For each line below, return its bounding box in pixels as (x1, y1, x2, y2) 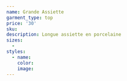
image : (17, 65, 34, 72)
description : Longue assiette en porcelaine (6, 32, 122, 38)
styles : (6, 49, 26, 55)
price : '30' (6, 20, 37, 26)
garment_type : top (6, 15, 53, 21)
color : (17, 60, 34, 66)
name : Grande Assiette (6, 9, 64, 15)
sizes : (6, 37, 23, 43)
